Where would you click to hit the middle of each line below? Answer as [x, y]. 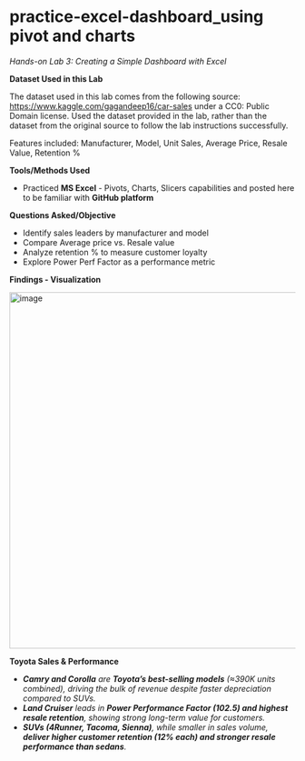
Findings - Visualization [55, 279]
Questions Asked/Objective [63, 215]
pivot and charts [73, 36]
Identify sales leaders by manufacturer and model [115, 233]
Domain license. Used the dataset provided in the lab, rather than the [138, 115]
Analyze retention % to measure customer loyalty [115, 252]
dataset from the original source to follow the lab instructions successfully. [149, 125]
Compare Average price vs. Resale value [98, 242]
